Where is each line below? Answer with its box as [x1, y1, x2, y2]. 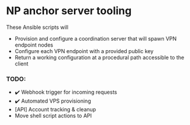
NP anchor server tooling [6, 4, 132, 18]
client [14, 60, 28, 67]
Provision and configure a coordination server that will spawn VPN [14, 35, 177, 42]
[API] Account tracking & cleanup [14, 106, 96, 113]
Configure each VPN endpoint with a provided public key [14, 47, 154, 54]
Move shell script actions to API [14, 112, 92, 119]
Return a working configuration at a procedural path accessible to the [14, 54, 185, 61]
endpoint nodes [14, 41, 53, 48]
